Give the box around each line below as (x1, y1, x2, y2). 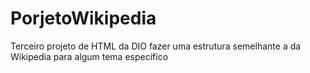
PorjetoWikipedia (10, 7, 157, 30)
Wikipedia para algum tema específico (10, 50, 169, 62)
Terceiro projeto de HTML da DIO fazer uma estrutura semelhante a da (10, 40, 302, 52)
